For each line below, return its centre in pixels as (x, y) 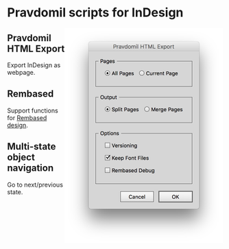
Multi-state (32, 146)
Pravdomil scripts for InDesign (95, 13)
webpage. (21, 72)
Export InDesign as (34, 65)
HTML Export (36, 48)
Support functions (33, 110)
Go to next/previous (35, 185)
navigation (30, 168)
